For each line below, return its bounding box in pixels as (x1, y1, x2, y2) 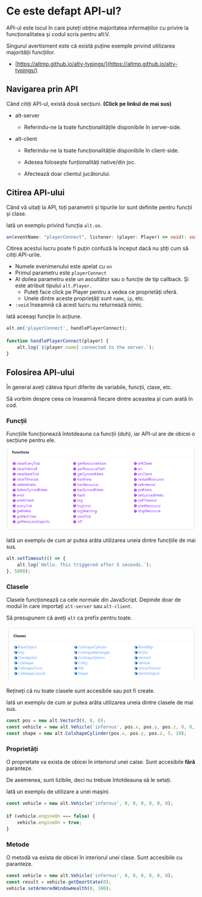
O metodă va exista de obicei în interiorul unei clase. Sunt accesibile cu (6, 854, 183, 861)
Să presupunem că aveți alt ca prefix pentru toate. (6, 614, 132, 621)
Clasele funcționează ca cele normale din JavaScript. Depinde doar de (6, 596, 182, 603)
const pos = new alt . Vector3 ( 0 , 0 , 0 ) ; (6, 718, 106, 724)
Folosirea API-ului (6, 367, 75, 377)
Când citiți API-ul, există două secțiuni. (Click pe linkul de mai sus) (6, 100, 172, 107)
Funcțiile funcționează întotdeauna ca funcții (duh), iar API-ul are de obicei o (6, 430, 195, 437)
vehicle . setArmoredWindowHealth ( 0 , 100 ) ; (6, 885, 112, 892)
